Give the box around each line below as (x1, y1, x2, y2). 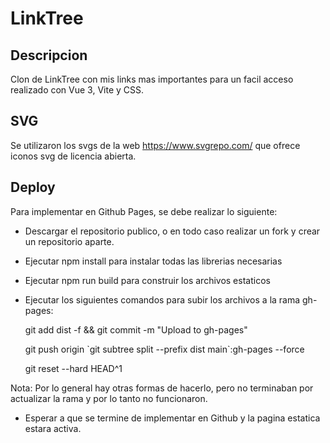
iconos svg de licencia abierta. (10, 150, 137, 162)
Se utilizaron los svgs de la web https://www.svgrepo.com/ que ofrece (10, 139, 301, 151)
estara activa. (24, 422, 82, 434)
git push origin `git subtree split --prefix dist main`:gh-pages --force (24, 343, 305, 355)
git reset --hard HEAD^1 (24, 362, 123, 374)
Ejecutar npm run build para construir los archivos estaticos (24, 274, 271, 286)
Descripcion (10, 47, 88, 64)
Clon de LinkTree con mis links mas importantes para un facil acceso (10, 73, 294, 85)
